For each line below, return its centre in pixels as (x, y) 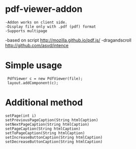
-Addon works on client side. (36, 22)
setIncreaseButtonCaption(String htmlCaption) (54, 137)
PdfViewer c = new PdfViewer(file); (45, 78)
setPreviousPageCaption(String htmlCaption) (52, 120)
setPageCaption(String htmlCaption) (43, 129)
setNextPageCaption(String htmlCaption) (47, 124)
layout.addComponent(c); (33, 83)
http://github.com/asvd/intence (37, 45)
